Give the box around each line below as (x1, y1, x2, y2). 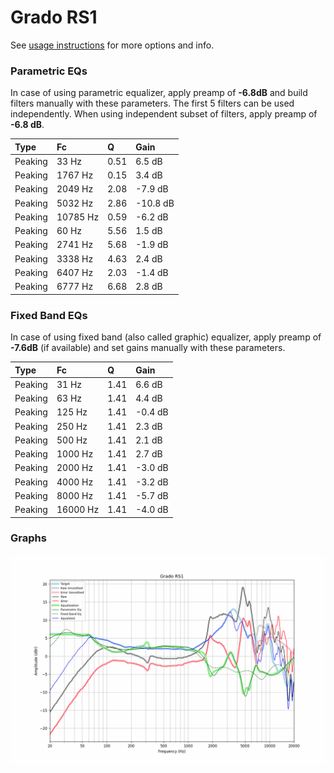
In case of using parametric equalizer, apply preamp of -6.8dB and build (10, 87, 308, 99)
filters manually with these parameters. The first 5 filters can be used (10, 97, 295, 110)
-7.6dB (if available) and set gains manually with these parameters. (10, 342, 286, 354)
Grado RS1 (10, 6, 98, 29)
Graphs (10, 531, 47, 545)
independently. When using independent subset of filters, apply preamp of (10, 108, 318, 120)
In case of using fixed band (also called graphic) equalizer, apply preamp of (10, 331, 322, 343)
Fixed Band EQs (10, 308, 88, 322)
